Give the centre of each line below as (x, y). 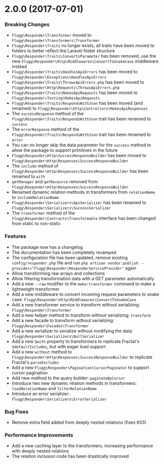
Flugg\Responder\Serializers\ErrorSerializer (59, 399)
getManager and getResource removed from (55, 182)
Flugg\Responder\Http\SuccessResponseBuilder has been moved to (79, 156)
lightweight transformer (36, 289)
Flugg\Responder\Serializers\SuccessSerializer (61, 208)
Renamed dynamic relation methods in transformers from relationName (83, 192)
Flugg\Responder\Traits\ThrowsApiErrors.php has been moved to (78, 82)
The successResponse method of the (48, 114)
